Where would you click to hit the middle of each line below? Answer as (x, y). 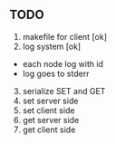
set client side (48, 110)
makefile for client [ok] (64, 36)
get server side (51, 120)
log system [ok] (52, 46)
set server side (50, 101)
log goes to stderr (56, 73)
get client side (49, 130)
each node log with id (63, 63)
